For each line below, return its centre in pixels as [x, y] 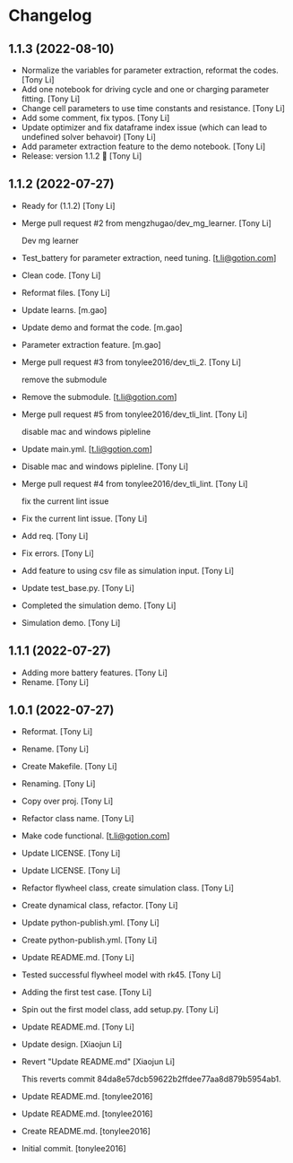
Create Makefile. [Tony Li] [69, 767]
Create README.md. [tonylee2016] [86, 1132]
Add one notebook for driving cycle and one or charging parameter [145, 89]
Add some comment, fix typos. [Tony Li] [95, 118]
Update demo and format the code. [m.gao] [102, 327]
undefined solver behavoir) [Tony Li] [88, 137]
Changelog [50, 16]
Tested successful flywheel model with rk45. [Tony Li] [121, 975]
